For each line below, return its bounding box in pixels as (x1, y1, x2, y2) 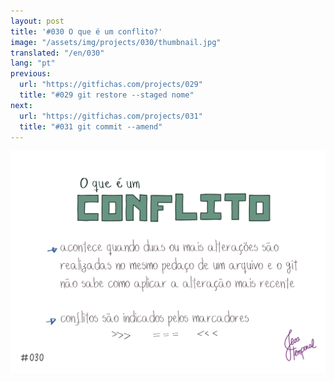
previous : (10, 69, 52, 79)
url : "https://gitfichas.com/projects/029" (19, 80, 203, 90)
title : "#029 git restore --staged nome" (19, 90, 195, 100)
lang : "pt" (10, 58, 56, 69)
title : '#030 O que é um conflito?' (10, 26, 163, 37)
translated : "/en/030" (10, 48, 105, 58)
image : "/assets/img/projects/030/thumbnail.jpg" (10, 37, 222, 47)
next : (10, 100, 33, 110)
